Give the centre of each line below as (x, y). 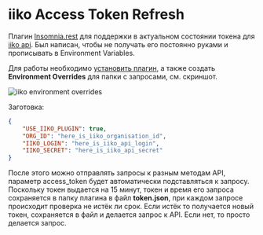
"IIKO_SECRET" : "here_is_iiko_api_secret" (93, 151)
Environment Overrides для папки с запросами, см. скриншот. (113, 76)
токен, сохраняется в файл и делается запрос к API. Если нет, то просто (129, 215)
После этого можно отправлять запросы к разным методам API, (117, 173)
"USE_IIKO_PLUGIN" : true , (65, 129)
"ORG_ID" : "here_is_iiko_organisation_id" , (95, 136)
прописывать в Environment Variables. (71, 53)
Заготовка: (26, 107)
